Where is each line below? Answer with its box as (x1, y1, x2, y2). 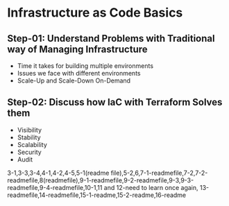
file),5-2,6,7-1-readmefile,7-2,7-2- (110, 169, 208, 177)
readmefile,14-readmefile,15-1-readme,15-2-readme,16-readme (7, 191, 187, 199)
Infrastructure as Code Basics (7, 5, 183, 21)
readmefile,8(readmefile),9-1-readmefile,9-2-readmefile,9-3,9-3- (7, 175, 194, 184)
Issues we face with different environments (17, 69, 141, 77)
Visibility (17, 126, 42, 134)
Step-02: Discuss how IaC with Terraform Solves (7, 96, 223, 108)
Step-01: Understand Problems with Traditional (7, 33, 215, 44)
